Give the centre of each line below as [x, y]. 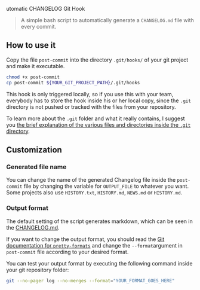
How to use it [31, 45]
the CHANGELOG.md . [33, 227]
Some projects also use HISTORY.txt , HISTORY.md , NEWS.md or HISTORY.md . [94, 193]
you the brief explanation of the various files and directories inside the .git [99, 124]
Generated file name [36, 167]
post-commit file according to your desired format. [67, 252]
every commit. [39, 27]
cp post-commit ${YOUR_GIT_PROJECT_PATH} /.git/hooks [73, 83]
